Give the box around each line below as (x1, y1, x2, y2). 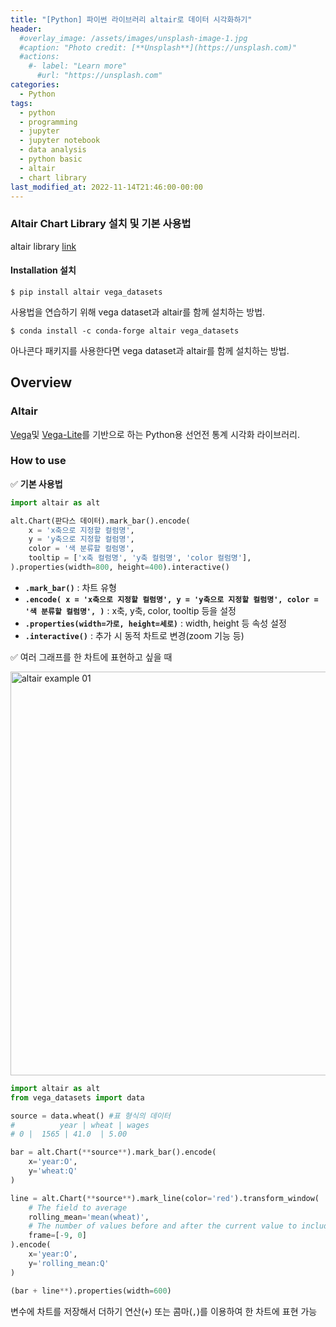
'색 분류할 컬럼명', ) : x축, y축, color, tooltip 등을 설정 (24, 604, 237, 616)
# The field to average (28, 1202, 128, 1213)
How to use (10, 454, 67, 468)
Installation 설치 (10, 264, 77, 276)
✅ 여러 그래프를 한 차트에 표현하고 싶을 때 (10, 651, 173, 663)
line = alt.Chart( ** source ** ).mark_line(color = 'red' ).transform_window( (10, 1193, 320, 1203)
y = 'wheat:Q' (28, 1166, 78, 1176)
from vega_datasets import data (10, 1092, 145, 1103)
